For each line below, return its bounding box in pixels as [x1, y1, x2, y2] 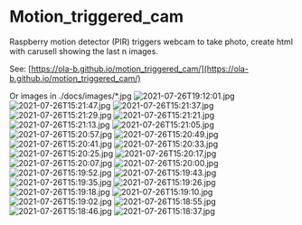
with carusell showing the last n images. [9, 45, 158, 56]
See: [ [9, 63, 32, 74]
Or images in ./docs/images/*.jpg [9, 90, 132, 101]
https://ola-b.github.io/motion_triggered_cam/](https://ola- [31, 63, 249, 74]
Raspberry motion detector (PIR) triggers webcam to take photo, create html [9, 36, 294, 47]
